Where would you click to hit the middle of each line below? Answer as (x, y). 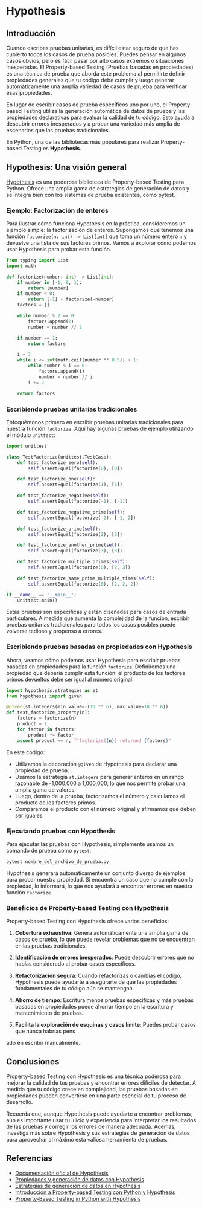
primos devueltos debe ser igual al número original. (70, 679)
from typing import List (37, 260)
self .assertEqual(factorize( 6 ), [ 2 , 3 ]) (79, 567)
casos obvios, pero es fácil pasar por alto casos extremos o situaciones (95, 61)
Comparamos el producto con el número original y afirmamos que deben (106, 809)
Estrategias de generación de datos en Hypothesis (78, 1186)
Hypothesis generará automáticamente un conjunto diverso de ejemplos (96, 873)
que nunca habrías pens (45, 1031)
